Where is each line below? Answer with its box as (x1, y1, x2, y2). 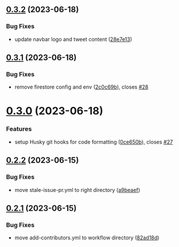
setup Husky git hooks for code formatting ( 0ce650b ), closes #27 (14, 138, 173, 146)
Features (6, 125, 32, 133)
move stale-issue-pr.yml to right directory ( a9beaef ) (14, 186, 140, 193)
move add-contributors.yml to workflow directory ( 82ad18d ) (14, 234, 160, 241)
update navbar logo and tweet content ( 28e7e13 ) (14, 35, 133, 43)
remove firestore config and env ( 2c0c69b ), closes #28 (14, 83, 149, 90)
